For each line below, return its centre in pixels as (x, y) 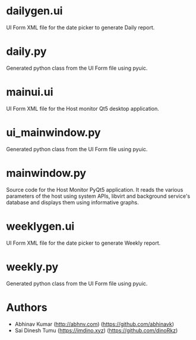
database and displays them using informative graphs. (72, 202)
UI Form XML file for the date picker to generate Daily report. (80, 27)
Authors (27, 307)
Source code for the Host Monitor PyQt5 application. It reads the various (95, 189)
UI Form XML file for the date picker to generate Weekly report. (83, 243)
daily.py (26, 52)
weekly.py (32, 267)
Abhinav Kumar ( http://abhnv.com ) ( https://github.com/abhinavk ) (94, 324)
